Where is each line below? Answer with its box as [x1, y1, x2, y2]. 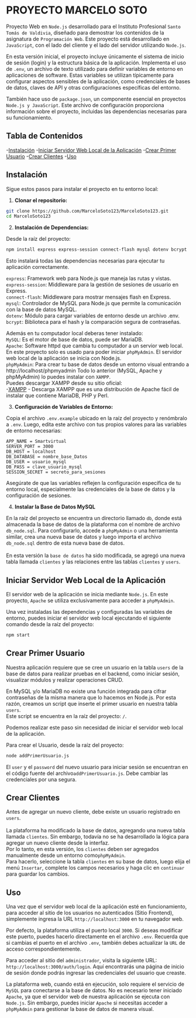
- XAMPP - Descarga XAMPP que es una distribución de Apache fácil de [6, 386, 180, 393]
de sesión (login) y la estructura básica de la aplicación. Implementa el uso [6, 59, 186, 66]
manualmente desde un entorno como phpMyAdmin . [6, 852, 126, 859]
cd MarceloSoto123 [6, 213, 51, 220]
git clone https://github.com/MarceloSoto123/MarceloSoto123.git [6, 208, 169, 214]
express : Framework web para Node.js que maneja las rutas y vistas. [6, 275, 171, 282]
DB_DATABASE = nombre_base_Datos [6, 454, 88, 460]
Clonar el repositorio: [14, 197, 67, 204]
